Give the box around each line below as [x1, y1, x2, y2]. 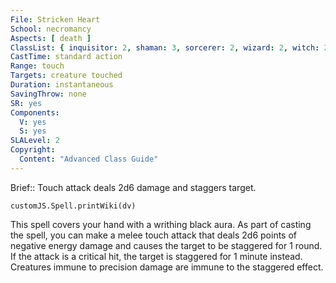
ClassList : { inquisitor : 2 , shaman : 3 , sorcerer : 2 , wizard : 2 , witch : [10, 42, 320, 53]
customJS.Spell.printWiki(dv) [10, 201, 137, 211]
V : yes [19, 117, 47, 127]
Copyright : [10, 145, 56, 155]
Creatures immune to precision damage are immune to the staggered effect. [10, 261, 324, 273]
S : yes [19, 126, 47, 136]
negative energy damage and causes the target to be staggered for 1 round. [10, 239, 323, 251]
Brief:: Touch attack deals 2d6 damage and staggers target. [10, 181, 257, 193]
